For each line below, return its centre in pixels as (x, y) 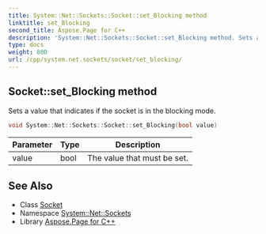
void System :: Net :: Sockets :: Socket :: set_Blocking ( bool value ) (113, 125)
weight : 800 (28, 52)
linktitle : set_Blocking (49, 23)
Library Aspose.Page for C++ (68, 221)
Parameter (32, 145)
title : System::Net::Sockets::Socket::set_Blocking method (108, 15)
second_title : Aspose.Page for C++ (67, 30)
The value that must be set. (137, 157)
